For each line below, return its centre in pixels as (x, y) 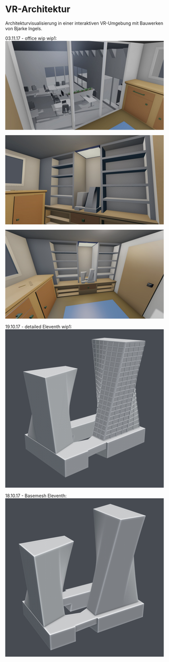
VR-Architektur (38, 9)
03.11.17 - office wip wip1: (31, 38)
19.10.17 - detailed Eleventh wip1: (38, 327)
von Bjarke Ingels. (24, 28)
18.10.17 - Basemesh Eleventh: (36, 496)
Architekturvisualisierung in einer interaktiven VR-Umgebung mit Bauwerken (84, 23)
